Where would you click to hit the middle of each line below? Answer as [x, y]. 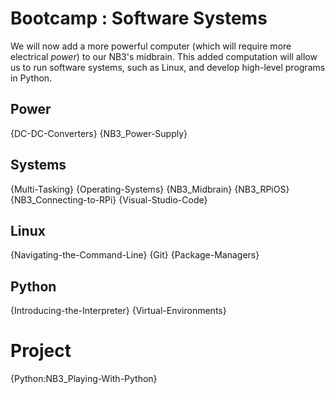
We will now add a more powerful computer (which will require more [151, 46]
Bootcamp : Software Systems [139, 18]
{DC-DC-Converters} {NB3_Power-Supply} [99, 133]
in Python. [31, 78]
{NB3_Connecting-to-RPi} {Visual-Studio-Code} [109, 199]
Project [41, 351]
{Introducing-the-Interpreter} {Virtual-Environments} [118, 311]
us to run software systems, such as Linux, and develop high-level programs [168, 67]
